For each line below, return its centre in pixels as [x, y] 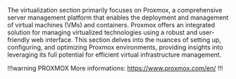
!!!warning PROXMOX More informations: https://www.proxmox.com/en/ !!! [115, 68]
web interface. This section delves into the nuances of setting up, [126, 40]
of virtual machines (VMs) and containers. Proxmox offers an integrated [111, 25]
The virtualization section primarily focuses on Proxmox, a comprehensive [115, 10]
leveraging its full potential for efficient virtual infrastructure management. [114, 55]
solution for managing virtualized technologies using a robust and [103, 32]
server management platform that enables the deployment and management [118, 17]
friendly [19, 40]
